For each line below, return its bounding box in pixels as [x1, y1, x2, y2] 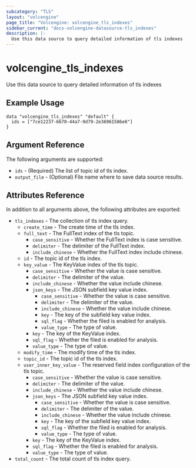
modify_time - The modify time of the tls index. [23, 349, 137, 356]
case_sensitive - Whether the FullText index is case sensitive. [32, 236, 182, 243]
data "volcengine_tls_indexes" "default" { [6, 113, 115, 120]
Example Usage [6, 98, 65, 108]
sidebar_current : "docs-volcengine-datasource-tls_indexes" [6, 25, 157, 31]
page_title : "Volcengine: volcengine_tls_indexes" [6, 19, 133, 25]
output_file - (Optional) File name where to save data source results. [14, 173, 184, 180]
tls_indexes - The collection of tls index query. [14, 217, 129, 225]
